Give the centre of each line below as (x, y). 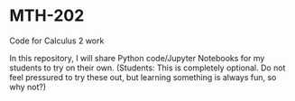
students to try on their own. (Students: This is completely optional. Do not (147, 68)
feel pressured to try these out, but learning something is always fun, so (143, 77)
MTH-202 (47, 16)
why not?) (28, 87)
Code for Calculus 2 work (57, 41)
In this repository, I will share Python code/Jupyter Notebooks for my (137, 58)
